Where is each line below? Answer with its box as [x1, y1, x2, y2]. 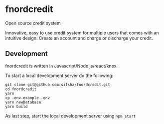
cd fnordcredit [5, 86, 37, 91]
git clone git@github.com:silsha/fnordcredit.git [5, 82, 111, 87]
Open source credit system [5, 20, 61, 26]
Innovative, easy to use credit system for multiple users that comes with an [5, 29, 159, 35]
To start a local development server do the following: [5, 72, 114, 78]
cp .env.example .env [5, 95, 50, 100]
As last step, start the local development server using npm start [5, 112, 136, 118]
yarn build [5, 104, 28, 109]
